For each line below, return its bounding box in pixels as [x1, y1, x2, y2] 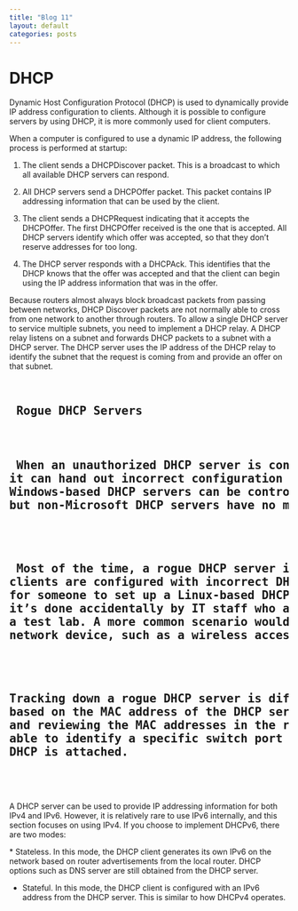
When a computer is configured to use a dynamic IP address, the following [9, 133, 282, 144]
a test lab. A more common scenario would [9, 615, 290, 629]
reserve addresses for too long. [21, 242, 137, 252]
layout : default [9, 21, 69, 30]
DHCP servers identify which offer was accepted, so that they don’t [21, 232, 269, 243]
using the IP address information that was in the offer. [21, 277, 219, 289]
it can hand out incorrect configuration [9, 472, 284, 486]
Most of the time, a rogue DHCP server [16, 562, 277, 576]
